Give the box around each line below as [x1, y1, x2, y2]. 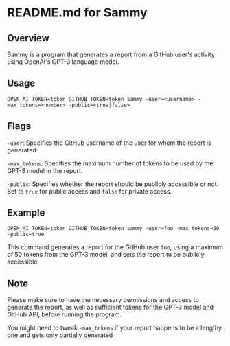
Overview [7, 32, 50, 44]
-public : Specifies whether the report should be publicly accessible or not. [7, 180, 219, 188]
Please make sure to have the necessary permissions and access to [7, 296, 199, 304]
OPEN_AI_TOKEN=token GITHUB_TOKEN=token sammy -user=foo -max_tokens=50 [7, 225, 220, 232]
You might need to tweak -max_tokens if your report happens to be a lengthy [7, 324, 222, 332]
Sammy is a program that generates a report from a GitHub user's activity [7, 50, 215, 58]
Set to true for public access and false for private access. [7, 187, 172, 195]
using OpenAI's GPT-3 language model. [7, 58, 119, 66]
